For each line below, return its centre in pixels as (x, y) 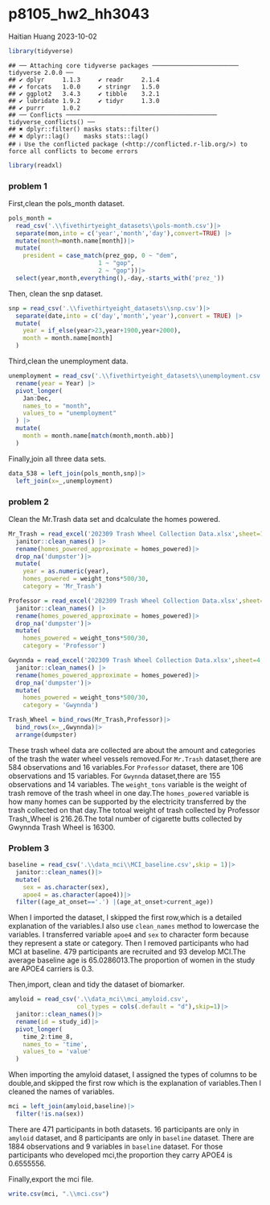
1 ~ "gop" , (116, 263)
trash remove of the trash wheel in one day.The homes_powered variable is (129, 793)
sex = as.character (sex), (66, 887)
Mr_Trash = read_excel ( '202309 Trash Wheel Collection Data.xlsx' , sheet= (135, 534)
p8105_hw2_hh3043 (79, 14)
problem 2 (29, 502)
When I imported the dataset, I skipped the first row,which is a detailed (125, 917)
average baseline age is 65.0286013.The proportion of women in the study (132, 960)
